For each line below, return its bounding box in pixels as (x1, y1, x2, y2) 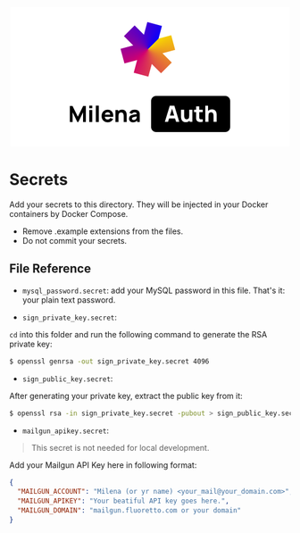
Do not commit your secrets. (21, 235, 128, 246)
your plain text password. (21, 294, 116, 305)
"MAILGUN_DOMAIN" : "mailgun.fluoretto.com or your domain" (17, 506, 242, 515)
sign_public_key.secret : (21, 373, 113, 384)
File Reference (9, 262, 92, 277)
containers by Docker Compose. (9, 208, 129, 219)
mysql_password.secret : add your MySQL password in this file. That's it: (21, 285, 286, 296)
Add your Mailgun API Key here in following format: (9, 459, 197, 471)
